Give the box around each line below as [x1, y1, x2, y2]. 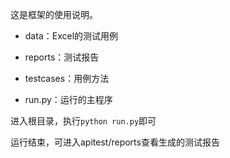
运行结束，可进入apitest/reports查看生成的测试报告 [10, 136, 220, 148]
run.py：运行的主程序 [24, 94, 113, 105]
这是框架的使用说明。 [10, 9, 98, 20]
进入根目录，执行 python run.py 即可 [10, 115, 157, 127]
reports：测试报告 [24, 51, 100, 63]
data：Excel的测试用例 [24, 30, 119, 42]
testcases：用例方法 [24, 73, 110, 84]
